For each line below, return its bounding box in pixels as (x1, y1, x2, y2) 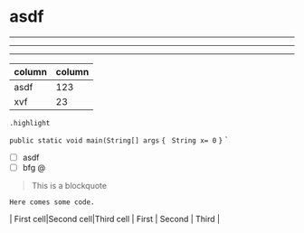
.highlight (9, 118, 51, 127)
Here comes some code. (9, 198, 95, 207)
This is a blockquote (31, 181, 107, 191)
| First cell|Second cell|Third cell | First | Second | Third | (9, 214, 220, 225)
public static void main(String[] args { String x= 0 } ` (9, 134, 228, 145)
